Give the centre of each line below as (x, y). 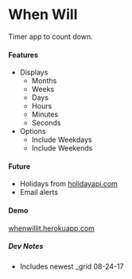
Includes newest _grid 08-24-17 (72, 266)
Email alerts (39, 193)
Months (44, 81)
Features (23, 55)
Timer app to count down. (50, 36)
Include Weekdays (62, 139)
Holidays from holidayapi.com (68, 184)
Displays (34, 72)
